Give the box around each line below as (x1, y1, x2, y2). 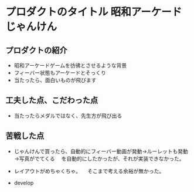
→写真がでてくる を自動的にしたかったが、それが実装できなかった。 (13, 155, 185, 162)
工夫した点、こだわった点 (5, 95, 98, 106)
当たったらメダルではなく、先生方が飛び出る (13, 112, 122, 119)
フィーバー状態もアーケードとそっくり (13, 69, 107, 76)
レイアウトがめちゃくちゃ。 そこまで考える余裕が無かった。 (13, 167, 165, 174)
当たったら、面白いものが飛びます (13, 77, 97, 83)
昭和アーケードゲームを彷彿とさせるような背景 (13, 62, 127, 69)
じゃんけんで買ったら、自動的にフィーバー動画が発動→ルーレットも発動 (13, 147, 189, 154)
